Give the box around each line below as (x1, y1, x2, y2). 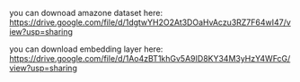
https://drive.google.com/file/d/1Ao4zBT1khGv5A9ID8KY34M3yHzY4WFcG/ (9, 53, 291, 63)
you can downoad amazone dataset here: (9, 8, 163, 18)
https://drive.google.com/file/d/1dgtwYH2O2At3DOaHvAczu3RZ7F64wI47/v (9, 17, 292, 28)
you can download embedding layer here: (9, 44, 163, 54)
